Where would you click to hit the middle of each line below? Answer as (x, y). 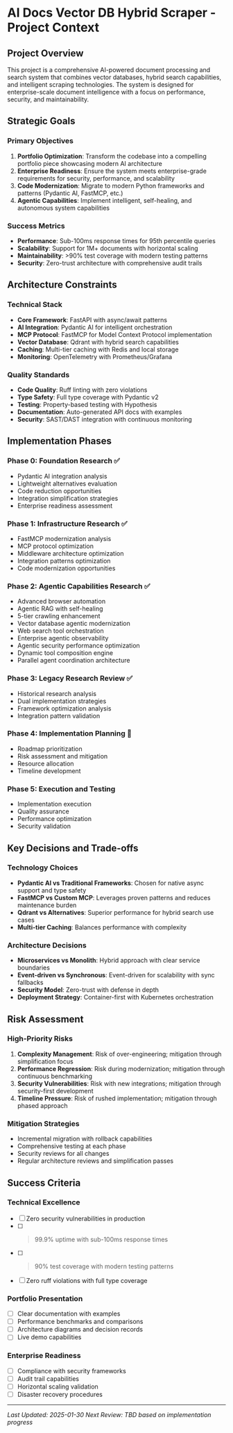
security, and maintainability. (48, 99)
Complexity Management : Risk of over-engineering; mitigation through (119, 1054)
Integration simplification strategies (68, 498)
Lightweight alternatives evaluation (67, 483)
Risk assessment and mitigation (62, 756)
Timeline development (49, 771)
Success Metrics (36, 226)
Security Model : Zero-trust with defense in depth (88, 990)
